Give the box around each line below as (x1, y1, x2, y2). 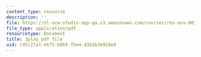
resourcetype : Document (6, 31, 66, 37)
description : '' (6, 14, 47, 20)
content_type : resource (6, 8, 66, 15)
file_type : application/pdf (6, 25, 77, 31)
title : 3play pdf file (6, 36, 63, 42)
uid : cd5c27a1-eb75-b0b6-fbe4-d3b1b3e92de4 (6, 42, 117, 48)
